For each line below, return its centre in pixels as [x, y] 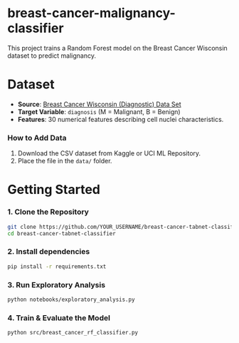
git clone [22, 227]
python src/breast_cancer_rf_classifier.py [73, 333]
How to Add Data [37, 138]
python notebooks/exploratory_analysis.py [71, 300]
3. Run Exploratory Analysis [56, 285]
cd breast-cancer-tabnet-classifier [62, 233]
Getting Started [54, 190]
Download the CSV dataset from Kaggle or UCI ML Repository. [109, 153]
